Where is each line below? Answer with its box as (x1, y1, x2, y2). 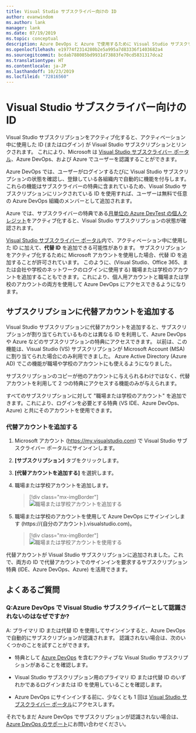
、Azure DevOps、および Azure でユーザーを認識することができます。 (11, 156, 180, 163)
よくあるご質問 (6, 584, 60, 594)
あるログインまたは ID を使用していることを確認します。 (30, 681, 165, 688)
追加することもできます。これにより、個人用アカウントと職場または (21, 273, 184, 281)
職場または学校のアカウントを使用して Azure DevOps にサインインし (14, 513, 180, 520)
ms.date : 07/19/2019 (6, 30, 57, 36)
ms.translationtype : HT (6, 57, 64, 63)
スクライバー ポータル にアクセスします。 (19, 700, 118, 708)
